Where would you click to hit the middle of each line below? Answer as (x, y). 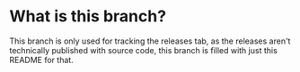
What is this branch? (88, 16)
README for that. (41, 60)
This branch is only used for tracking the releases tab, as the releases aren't (150, 41)
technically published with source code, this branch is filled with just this (144, 50)
